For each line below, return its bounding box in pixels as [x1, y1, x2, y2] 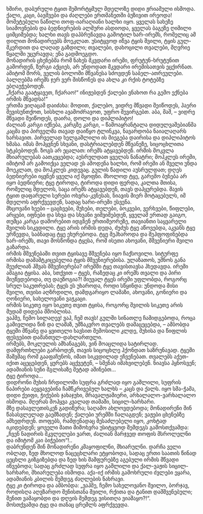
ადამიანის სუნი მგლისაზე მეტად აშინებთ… [6, 366, 116, 373]
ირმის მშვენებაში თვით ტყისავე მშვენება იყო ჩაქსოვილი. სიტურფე [6, 250, 179, 257]
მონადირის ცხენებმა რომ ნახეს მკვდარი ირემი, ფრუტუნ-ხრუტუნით [6, 57, 179, 64]
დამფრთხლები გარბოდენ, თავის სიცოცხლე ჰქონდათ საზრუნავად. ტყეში [6, 347, 195, 353]
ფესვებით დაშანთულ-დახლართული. [6, 333, 103, 341]
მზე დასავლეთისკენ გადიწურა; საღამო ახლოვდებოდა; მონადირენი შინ [6, 404, 192, 412]
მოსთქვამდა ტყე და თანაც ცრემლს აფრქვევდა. [6, 501, 129, 508]
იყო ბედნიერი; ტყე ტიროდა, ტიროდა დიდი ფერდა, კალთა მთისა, [6, 179, 178, 186]
